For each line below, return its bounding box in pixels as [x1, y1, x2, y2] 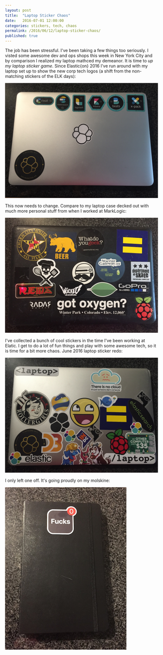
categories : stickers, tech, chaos [5, 23, 77, 28]
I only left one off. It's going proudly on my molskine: [5, 477, 110, 483]
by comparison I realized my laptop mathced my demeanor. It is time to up [5, 58, 153, 63]
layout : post [5, 8, 32, 13]
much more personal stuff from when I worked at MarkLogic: [5, 208, 127, 214]
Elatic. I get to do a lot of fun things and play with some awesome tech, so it [5, 343, 156, 348]
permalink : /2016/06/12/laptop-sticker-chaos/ [5, 28, 101, 34]
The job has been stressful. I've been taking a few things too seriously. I [5, 48, 149, 53]
